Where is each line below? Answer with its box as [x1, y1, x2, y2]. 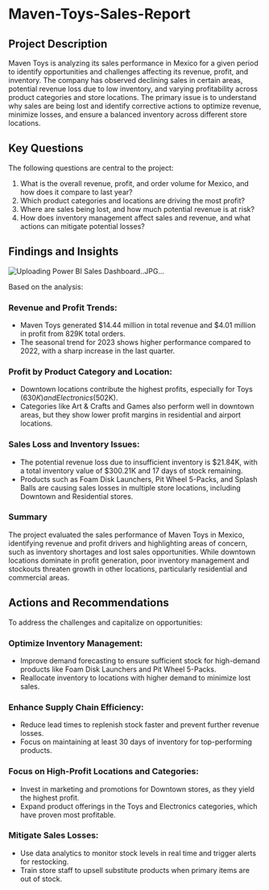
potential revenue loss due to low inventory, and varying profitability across [8, 84, 258, 94]
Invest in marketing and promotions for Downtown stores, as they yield [19, 784, 255, 794]
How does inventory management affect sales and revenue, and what [19, 213, 251, 222]
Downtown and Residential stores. [19, 491, 134, 501]
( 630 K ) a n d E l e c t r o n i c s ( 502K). [19, 393, 118, 403]
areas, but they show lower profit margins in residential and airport [19, 410, 242, 420]
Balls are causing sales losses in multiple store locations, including [19, 483, 242, 493]
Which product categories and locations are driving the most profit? [19, 195, 246, 206]
